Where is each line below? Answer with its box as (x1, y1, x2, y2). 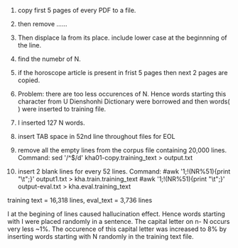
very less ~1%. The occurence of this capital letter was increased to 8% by (7, 225, 227, 233)
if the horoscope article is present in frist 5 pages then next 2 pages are (17, 69, 228, 77)
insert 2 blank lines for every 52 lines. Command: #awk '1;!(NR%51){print (17, 167, 231, 176)
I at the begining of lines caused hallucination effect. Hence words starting (7, 210, 225, 218)
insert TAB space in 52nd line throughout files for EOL (17, 133, 175, 140)
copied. (17, 76, 40, 84)
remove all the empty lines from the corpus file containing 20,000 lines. (17, 146, 227, 154)
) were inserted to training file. (17, 105, 107, 113)
